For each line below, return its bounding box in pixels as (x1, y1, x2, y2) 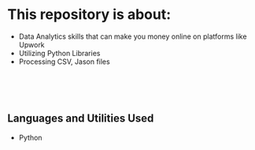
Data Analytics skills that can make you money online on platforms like (18, 32, 247, 41)
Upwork (18, 39, 45, 49)
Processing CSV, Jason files (18, 57, 111, 66)
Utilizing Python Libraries (18, 48, 101, 58)
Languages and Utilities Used (7, 112, 154, 126)
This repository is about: (7, 6, 172, 24)
